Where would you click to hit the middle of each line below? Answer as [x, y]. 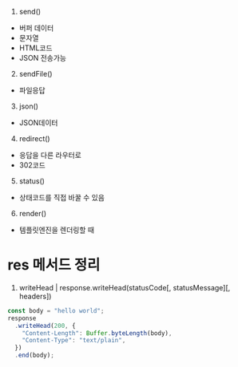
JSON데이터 [38, 122]
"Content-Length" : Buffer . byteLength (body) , [97, 333]
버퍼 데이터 [36, 28]
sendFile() [36, 74]
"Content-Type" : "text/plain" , [74, 341]
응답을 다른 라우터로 [50, 155]
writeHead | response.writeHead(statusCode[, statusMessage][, [125, 287]
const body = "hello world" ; [56, 310]
